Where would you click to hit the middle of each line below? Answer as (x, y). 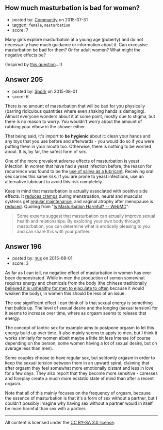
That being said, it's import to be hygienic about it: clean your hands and (78, 136)
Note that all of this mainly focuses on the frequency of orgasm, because (78, 393)
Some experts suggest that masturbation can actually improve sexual (86, 216)
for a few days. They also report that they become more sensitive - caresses (81, 373)
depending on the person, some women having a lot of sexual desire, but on (81, 343)
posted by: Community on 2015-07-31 (50, 19)
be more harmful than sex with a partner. (46, 409)
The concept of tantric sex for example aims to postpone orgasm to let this (80, 328)
